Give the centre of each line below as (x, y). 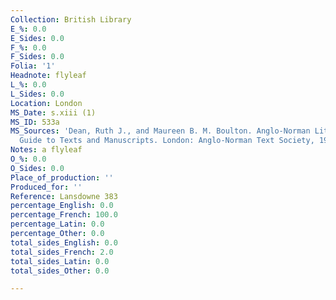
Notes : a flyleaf (46, 150)
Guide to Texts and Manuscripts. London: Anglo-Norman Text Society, (167, 141)
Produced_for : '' (46, 187)
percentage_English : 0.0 (62, 206)
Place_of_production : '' (62, 177)
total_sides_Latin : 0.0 (60, 261)
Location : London (46, 103)
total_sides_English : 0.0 (64, 242)
